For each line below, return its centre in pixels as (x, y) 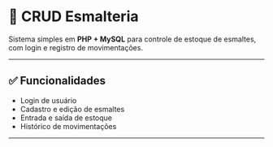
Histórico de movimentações (68, 126)
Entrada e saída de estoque (66, 118)
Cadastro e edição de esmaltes (72, 109)
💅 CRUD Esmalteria (74, 17)
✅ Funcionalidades (57, 81)
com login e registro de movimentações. (76, 47)
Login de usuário (48, 100)
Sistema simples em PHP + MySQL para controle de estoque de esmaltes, (132, 39)
